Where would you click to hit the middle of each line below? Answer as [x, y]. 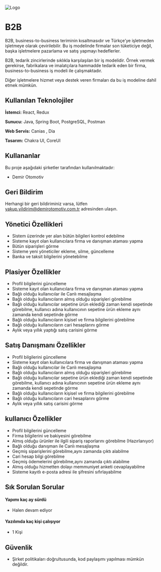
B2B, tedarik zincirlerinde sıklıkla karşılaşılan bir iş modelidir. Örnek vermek [80, 60]
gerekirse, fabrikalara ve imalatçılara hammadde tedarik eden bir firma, [76, 65]
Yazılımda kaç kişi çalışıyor [33, 521]
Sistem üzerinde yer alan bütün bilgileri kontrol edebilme [68, 236]
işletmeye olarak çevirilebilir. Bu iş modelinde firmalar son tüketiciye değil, [79, 46]
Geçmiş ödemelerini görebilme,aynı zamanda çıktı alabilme [71, 461]
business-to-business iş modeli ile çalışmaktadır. [54, 70]
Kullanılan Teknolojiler [39, 100]
